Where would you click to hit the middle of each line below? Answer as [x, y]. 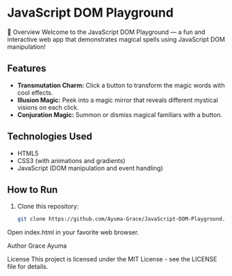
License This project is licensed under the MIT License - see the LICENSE [112, 259]
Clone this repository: [48, 207]
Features [27, 68]
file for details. [28, 267]
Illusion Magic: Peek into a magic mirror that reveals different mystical [117, 100]
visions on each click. [48, 107]
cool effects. [35, 92]
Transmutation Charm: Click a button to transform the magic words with [121, 85]
